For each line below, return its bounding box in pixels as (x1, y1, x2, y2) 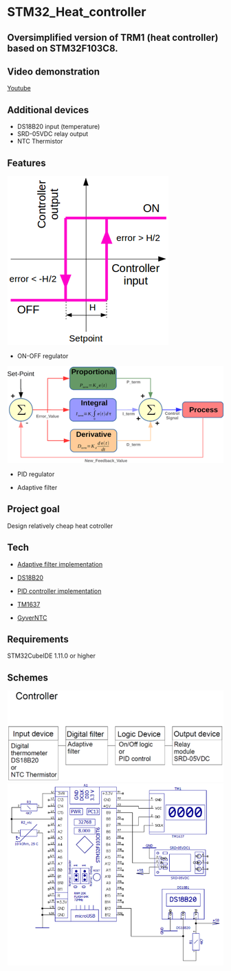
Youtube (7, 84, 31, 92)
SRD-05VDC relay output (16, 130, 89, 138)
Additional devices (7, 104, 89, 116)
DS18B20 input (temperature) (16, 122, 100, 131)
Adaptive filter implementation (16, 560, 103, 568)
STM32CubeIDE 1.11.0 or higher (7, 651, 96, 660)
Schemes (7, 671, 49, 683)
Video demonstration (7, 66, 100, 77)
